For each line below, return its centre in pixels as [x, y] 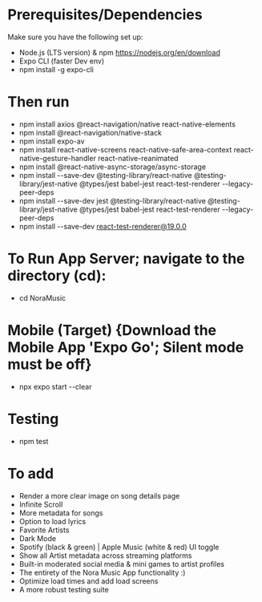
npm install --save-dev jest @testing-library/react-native [112, 200]
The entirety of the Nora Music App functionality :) [102, 572]
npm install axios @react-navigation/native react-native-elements [127, 124]
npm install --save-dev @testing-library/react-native [106, 175]
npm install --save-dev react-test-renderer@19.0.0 [103, 226]
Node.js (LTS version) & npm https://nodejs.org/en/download [120, 52]
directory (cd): [57, 276]
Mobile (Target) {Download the [112, 330]
